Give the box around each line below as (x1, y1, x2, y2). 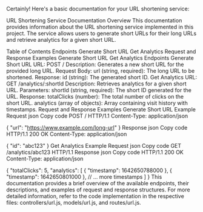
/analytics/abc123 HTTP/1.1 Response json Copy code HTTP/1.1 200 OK (6, 148, 184, 156)
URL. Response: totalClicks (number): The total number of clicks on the (6, 93, 184, 100)
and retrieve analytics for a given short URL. (6, 36, 116, 43)
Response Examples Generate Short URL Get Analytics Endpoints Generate (6, 55, 194, 61)
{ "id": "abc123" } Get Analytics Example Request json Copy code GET (6, 142, 182, 149)
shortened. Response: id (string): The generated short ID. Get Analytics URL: (6, 74, 198, 81)
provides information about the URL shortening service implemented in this (6, 24, 194, 30)
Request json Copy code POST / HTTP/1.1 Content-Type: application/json (6, 112, 188, 119)
